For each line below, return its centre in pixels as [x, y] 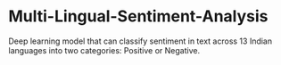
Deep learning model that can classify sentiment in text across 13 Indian [140, 41]
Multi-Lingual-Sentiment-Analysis [138, 16]
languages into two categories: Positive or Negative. [104, 50]
